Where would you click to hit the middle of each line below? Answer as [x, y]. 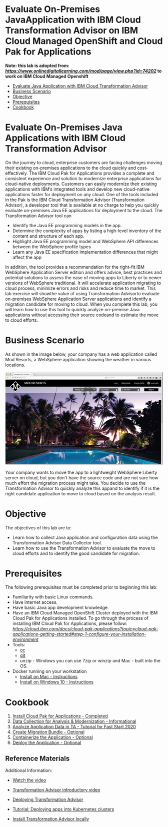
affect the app [27, 257]
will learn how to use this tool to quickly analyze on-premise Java [72, 309]
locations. [15, 365]
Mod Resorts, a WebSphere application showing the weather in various [78, 359]
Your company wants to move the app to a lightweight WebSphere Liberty [81, 472]
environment [25, 639]
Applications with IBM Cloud [65, 138]
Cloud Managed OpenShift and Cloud [84, 41]
